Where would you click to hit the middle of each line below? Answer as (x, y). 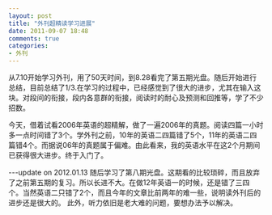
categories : (28, 46)
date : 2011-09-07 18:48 (49, 31)
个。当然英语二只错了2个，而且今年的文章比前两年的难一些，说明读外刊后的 (135, 192)
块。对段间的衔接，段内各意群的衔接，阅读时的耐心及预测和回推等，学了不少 (136, 97)
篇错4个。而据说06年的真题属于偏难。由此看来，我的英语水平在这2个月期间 (134, 145)
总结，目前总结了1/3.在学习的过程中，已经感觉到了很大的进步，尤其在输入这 (135, 87)
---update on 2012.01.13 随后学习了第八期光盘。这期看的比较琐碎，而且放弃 (134, 172)
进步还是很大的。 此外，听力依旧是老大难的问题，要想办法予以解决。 (123, 202)
